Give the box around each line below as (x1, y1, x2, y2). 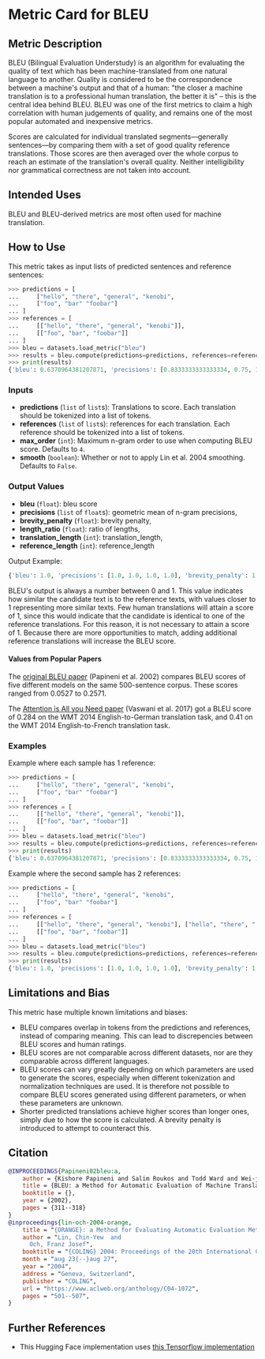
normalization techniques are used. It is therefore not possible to (19, 1081, 230, 1091)
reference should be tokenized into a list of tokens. (19, 428, 185, 437)
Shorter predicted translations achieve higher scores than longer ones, (19, 1106, 250, 1116)
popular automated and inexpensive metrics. (8, 117, 153, 126)
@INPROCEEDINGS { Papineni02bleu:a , (8, 1167, 122, 1175)
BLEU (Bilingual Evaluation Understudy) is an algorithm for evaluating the (8, 58, 245, 67)
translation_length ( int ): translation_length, (19, 532, 163, 542)
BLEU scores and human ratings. (19, 1039, 126, 1049)
